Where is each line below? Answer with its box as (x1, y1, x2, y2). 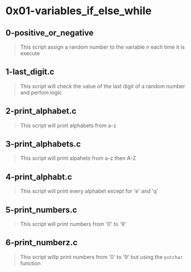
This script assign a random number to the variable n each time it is (20, 43, 185, 50)
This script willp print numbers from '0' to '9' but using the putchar (20, 253, 183, 260)
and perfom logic (20, 89, 62, 96)
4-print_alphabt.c (5, 172, 72, 182)
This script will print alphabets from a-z (20, 121, 117, 129)
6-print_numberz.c (5, 238, 78, 248)
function (20, 260, 41, 267)
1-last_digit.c (5, 67, 55, 77)
